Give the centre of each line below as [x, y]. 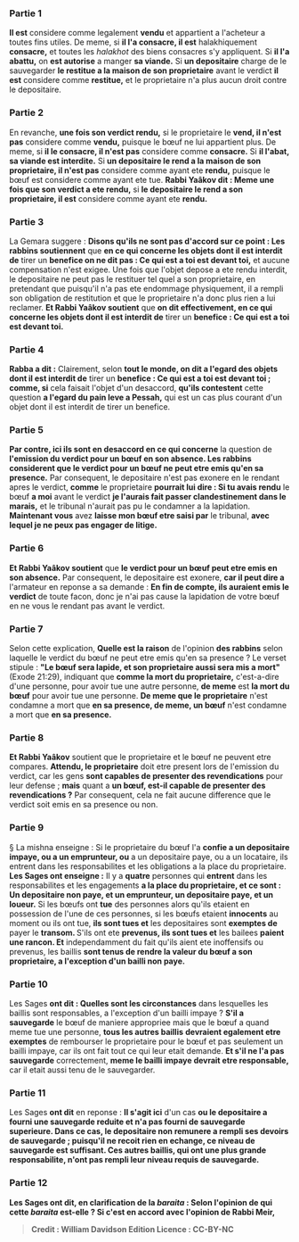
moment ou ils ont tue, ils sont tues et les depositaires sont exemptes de [143, 923]
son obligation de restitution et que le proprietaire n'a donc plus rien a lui [142, 298]
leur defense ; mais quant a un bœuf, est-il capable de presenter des [137, 786]
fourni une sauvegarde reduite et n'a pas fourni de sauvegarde [127, 1122]
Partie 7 [26, 629]
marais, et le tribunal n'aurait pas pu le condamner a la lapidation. [130, 506]
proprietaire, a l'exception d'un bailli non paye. [97, 961]
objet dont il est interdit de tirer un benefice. [90, 407]
